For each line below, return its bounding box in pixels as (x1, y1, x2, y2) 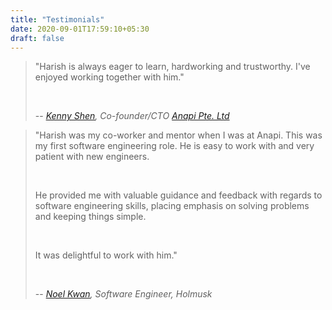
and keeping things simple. (34, 211, 147, 223)
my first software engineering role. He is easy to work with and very (34, 140, 315, 152)
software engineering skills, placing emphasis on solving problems (34, 200, 310, 212)
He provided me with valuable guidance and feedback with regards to (34, 189, 323, 201)
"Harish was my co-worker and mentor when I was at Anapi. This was (34, 129, 323, 141)
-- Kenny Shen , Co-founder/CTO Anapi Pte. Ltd (34, 110, 230, 122)
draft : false (10, 33, 65, 43)
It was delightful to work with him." (34, 249, 178, 261)
